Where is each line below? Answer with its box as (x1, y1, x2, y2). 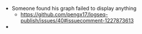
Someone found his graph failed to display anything (11, 5, 137, 12)
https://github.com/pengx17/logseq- (20, 11, 109, 18)
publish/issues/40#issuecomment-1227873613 (20, 17, 134, 24)
